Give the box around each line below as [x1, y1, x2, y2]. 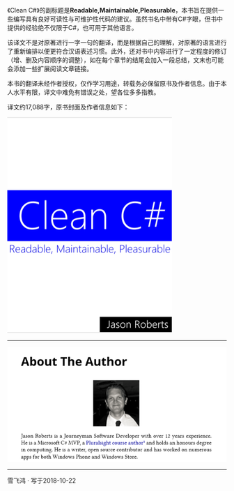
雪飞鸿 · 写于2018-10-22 [7, 476, 77, 485]
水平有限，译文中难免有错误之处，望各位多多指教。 [13, 88, 160, 96]
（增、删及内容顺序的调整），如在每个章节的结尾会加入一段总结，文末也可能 [7, 56, 224, 64]
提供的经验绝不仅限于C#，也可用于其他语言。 [7, 24, 138, 31]
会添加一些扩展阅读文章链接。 [7, 65, 93, 73]
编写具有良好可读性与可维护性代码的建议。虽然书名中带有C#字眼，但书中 [13, 15, 224, 23]
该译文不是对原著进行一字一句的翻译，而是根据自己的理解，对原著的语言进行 [7, 38, 227, 47]
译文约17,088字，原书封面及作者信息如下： [7, 103, 130, 111]
